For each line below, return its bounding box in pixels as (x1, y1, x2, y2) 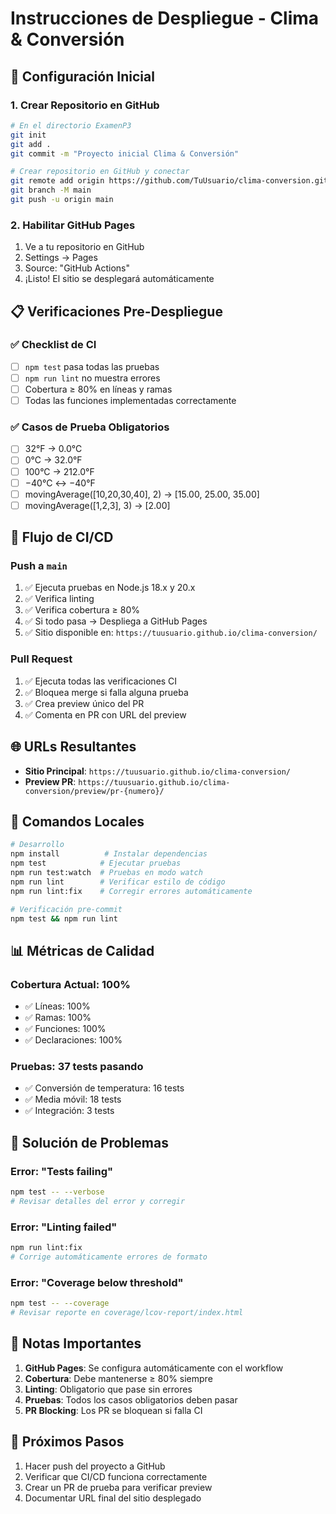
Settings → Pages (24, 252, 98, 264)
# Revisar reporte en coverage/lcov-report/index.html (10, 1308, 244, 1318)
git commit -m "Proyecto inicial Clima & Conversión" (10, 148, 240, 159)
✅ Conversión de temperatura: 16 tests (24, 1082, 185, 1094)
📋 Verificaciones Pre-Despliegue (10, 303, 223, 320)
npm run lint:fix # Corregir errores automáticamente (10, 886, 253, 896)
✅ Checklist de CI (10, 338, 97, 352)
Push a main (10, 559, 68, 573)
